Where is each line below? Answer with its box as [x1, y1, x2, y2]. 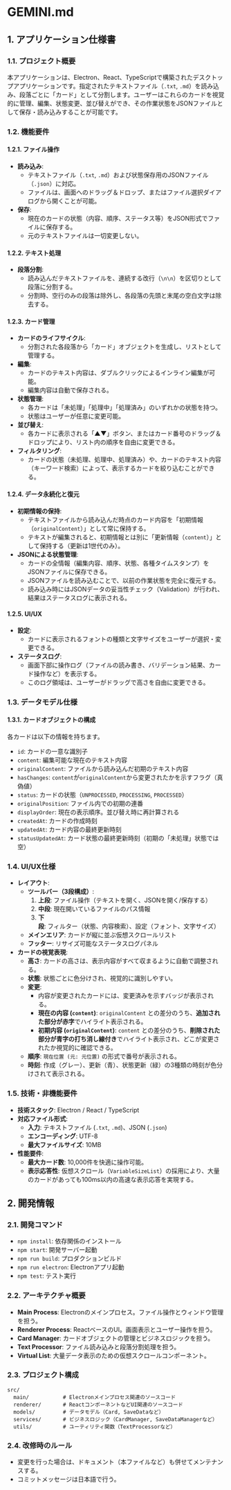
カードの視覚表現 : [17, 948, 68, 956]
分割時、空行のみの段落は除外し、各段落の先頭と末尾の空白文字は [27, 291, 216, 300]
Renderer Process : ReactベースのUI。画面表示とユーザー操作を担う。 [17, 1325, 216, 1333]
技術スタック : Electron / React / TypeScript [17, 1106, 140, 1114]
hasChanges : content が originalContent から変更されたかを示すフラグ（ [17, 773, 217, 781]
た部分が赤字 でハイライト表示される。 [37, 1017, 147, 1026]
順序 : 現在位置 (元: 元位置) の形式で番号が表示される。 [27, 1052, 181, 1060]
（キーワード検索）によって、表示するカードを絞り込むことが [27, 464, 203, 473]
